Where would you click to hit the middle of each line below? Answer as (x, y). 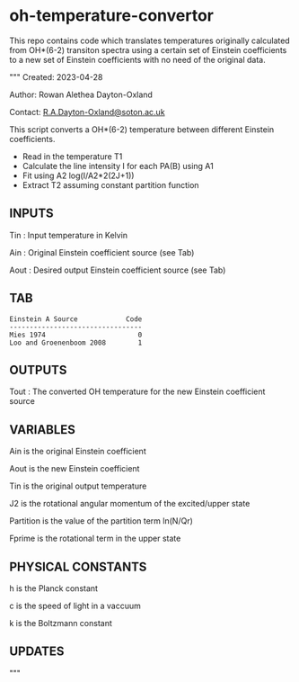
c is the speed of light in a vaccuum (75, 606)
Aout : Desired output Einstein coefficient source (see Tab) (118, 270)
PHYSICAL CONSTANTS (78, 566)
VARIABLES (43, 430)
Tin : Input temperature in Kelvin (69, 235)
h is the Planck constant (54, 588)
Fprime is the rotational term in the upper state (95, 538)
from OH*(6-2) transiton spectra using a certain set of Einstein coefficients (148, 49)
